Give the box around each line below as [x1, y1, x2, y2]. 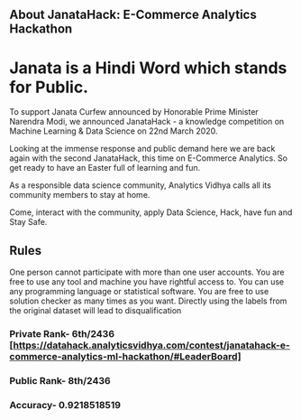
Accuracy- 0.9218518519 [9, 398, 122, 411]
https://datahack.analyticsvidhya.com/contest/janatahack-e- [13, 339, 290, 351]
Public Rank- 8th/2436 [9, 374, 111, 387]
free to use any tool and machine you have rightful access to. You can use [9, 276, 285, 287]
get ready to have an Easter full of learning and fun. [9, 163, 201, 173]
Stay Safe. [9, 217, 48, 228]
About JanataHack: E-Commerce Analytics [9, 7, 257, 23]
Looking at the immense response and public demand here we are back [9, 144, 276, 154]
